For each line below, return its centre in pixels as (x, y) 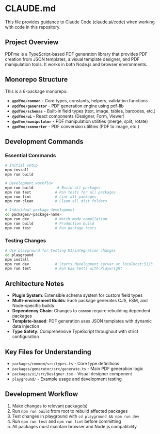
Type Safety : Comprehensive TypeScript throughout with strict (75, 331)
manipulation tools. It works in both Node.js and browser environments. (76, 64)
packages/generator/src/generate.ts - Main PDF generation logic (78, 369)
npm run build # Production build (50, 224)
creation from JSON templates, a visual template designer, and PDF (72, 59)
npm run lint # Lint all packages (51, 197)
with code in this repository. (33, 27)
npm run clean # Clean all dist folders (56, 201)
